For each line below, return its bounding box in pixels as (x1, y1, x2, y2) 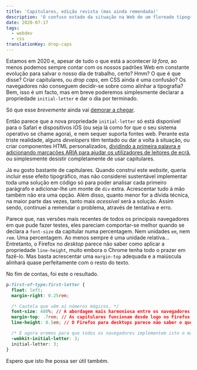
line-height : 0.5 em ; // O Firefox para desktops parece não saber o (11, 319, 182, 326)
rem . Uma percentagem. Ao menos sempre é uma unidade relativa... (6, 234, 170, 241)
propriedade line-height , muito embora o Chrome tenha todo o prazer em (6, 246, 186, 253)
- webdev (11, 31, 33, 36)
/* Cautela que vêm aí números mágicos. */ (11, 303, 119, 309)
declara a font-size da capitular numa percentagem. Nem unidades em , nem (6, 227, 191, 235)
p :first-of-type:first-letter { (6, 281, 85, 288)
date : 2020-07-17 (6, 19, 49, 25)
